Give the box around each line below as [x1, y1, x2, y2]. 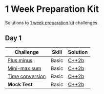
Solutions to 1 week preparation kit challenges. [5, 20, 99, 26]
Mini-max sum [7, 65, 42, 72]
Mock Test [7, 81, 33, 88]
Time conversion [7, 73, 46, 80]
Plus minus [7, 57, 33, 63]
